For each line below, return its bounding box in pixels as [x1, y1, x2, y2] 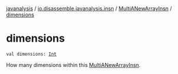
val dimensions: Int [6, 51, 57, 57]
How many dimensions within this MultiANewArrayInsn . [6, 61, 141, 68]
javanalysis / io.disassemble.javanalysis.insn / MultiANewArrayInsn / [6, 5, 173, 12]
